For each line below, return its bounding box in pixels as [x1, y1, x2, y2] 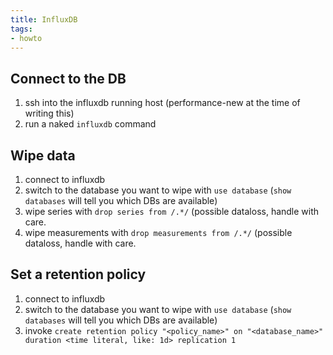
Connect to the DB [10, 70, 127, 87]
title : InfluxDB [10, 14, 78, 25]
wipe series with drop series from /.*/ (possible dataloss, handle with [24, 206, 320, 217]
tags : [10, 24, 33, 34]
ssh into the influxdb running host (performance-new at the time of [24, 97, 301, 109]
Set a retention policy [10, 266, 147, 283]
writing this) [24, 107, 75, 120]
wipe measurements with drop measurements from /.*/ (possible [24, 227, 293, 238]
